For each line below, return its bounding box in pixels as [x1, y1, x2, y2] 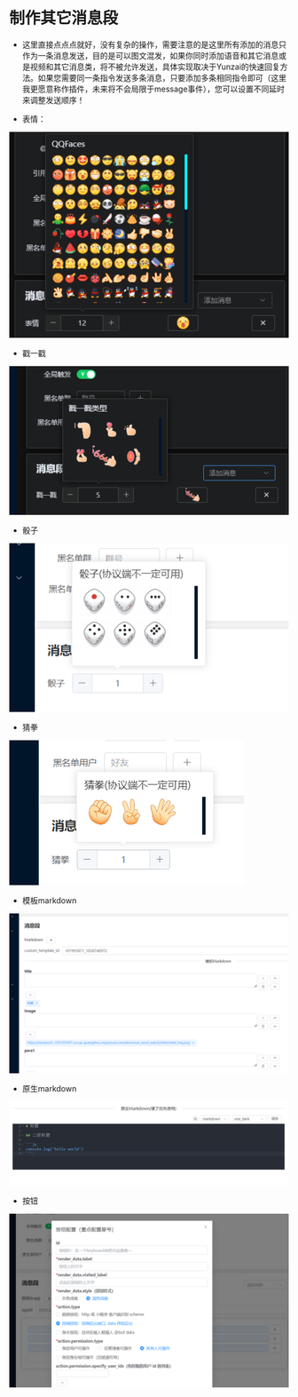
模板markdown [21, 895, 77, 906]
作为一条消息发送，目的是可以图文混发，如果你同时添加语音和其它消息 [21, 50, 279, 60]
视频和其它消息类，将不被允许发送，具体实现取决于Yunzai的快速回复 [29, 61, 281, 72]
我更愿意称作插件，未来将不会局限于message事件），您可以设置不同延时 [21, 83, 286, 94]
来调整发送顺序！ [21, 94, 85, 105]
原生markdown [21, 1083, 77, 1093]
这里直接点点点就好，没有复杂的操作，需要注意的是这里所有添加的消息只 [21, 39, 286, 50]
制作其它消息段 [9, 8, 119, 28]
